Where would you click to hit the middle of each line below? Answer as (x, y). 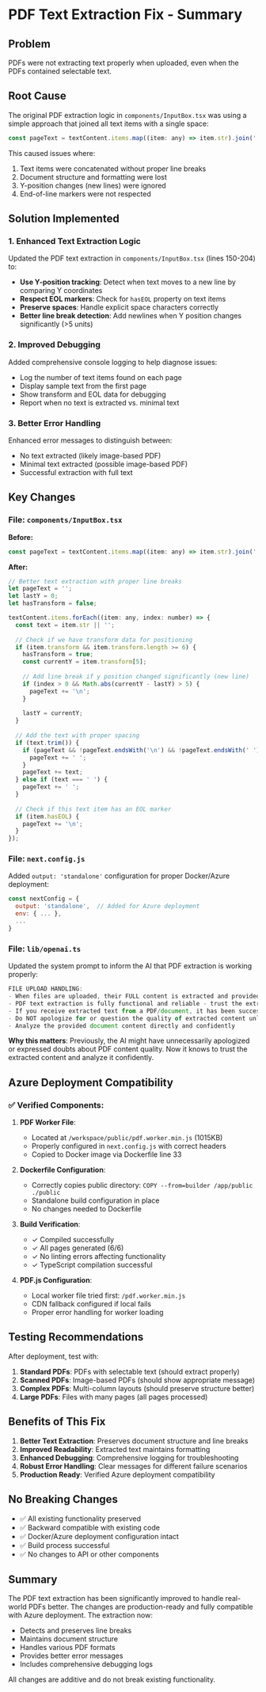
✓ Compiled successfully (73, 1240)
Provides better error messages (71, 1656)
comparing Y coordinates (61, 291)
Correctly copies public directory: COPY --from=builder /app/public (142, 1185)
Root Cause (38, 96)
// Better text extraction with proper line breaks (95, 581)
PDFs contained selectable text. (60, 71)
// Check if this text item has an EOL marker (93, 809)
